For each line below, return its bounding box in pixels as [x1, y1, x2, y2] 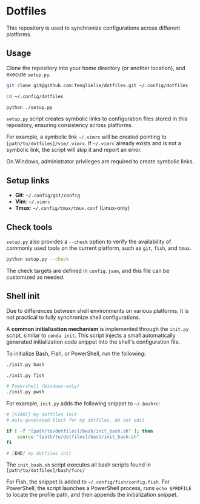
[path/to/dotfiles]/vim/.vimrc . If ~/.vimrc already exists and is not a [6, 140, 182, 147]
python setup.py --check [6, 256, 69, 262]
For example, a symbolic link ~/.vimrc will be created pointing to [6, 133, 167, 140]
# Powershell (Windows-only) [6, 383, 80, 390]
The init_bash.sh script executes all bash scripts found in [6, 461, 152, 468]
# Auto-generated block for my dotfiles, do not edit [6, 417, 145, 424]
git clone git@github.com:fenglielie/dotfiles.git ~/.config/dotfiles [6, 82, 188, 88]
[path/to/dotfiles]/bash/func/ [6, 468, 85, 474]
